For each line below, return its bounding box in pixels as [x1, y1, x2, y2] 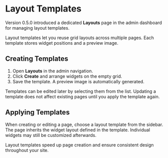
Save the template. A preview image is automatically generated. [12, 78, 145, 84]
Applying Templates [5, 108, 70, 117]
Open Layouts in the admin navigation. [12, 68, 93, 74]
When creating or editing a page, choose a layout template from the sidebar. [5, 121, 163, 127]
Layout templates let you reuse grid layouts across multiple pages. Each [5, 35, 154, 41]
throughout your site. [5, 147, 49, 153]
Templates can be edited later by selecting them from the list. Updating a [5, 88, 156, 94]
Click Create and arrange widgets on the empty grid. [12, 73, 122, 79]
